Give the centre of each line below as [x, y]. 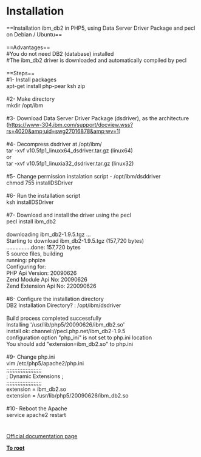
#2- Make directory [31, 99]
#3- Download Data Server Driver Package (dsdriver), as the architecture [98, 118]
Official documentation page [42, 436]
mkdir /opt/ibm [25, 105]
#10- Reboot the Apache [37, 408]
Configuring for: [26, 266]
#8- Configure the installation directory [55, 299]
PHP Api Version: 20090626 [42, 273]
